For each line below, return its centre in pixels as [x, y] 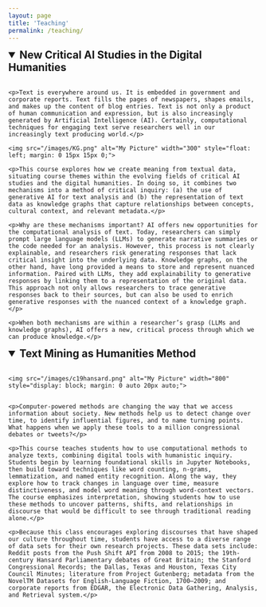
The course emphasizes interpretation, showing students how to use [124, 498]
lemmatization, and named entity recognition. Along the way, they [123, 477]
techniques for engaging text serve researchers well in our [112, 128]
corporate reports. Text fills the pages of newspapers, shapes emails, [131, 100]
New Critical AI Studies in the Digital [111, 55]
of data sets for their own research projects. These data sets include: [133, 546]
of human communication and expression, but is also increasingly [121, 114]
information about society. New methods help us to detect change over [129, 414]
